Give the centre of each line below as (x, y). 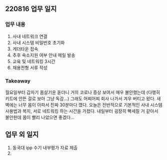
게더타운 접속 (25, 48)
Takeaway (18, 80)
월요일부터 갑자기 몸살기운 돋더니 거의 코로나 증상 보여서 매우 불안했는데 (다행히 (83, 92)
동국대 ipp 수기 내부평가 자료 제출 (45, 147)
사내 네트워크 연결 (30, 36)
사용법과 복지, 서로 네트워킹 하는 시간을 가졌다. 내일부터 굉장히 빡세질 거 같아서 (82, 111)
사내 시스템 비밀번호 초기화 (38, 42)
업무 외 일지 (22, 135)
